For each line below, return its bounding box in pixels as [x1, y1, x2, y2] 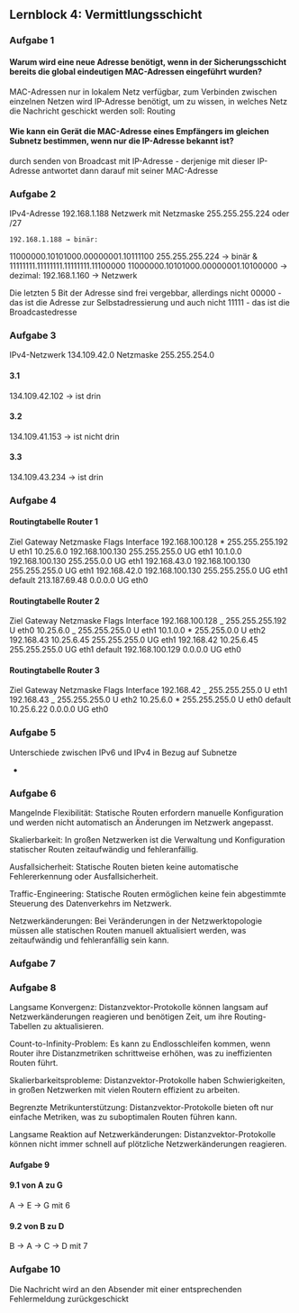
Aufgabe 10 [9, 1263, 61, 1276]
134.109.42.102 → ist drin [9, 390, 102, 401]
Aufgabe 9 [9, 1159, 50, 1170]
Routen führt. [9, 1058, 59, 1069]
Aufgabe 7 [9, 957, 56, 970]
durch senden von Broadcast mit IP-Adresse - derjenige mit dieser [9, 155, 256, 166]
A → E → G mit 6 [9, 1200, 70, 1211]
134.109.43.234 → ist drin [9, 471, 104, 482]
